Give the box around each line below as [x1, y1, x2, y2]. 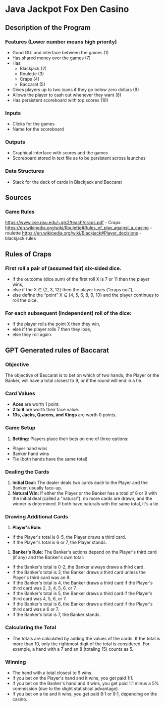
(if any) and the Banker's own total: [12, 554, 84, 561]
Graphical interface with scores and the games [12, 150, 108, 156]
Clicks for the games [12, 121, 55, 127]
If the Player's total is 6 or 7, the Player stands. [12, 539, 108, 546]
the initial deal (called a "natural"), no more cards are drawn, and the [12, 495, 153, 501]
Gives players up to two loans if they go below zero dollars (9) [12, 86, 139, 93]
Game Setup [5, 424, 36, 431]
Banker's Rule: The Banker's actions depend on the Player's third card [12, 549, 157, 555]
